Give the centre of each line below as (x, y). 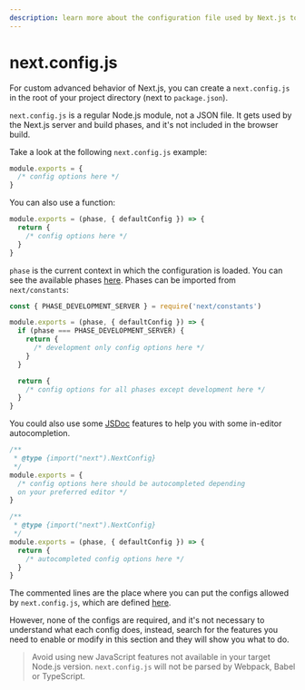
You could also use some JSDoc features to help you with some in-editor (146, 423)
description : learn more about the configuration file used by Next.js (148, 18)
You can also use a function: (63, 203)
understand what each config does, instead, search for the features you (144, 630)
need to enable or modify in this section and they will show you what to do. (149, 639)
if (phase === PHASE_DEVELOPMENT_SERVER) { (101, 331)
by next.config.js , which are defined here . (90, 603)
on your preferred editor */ (73, 492)
